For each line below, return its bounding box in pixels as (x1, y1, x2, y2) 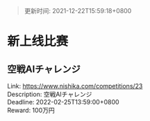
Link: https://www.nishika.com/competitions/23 (7, 82, 143, 90)
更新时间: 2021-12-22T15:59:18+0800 (24, 7, 132, 15)
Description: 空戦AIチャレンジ (7, 90, 92, 98)
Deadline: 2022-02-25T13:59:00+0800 (7, 98, 119, 106)
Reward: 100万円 (7, 106, 55, 114)
